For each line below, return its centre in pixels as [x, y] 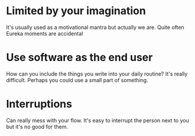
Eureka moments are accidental [45, 33]
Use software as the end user [79, 58]
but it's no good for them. [37, 127]
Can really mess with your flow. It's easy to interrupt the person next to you [97, 120]
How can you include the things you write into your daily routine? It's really [97, 74]
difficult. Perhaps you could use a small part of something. [77, 80]
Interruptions [39, 104]
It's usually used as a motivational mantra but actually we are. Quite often [95, 27]
